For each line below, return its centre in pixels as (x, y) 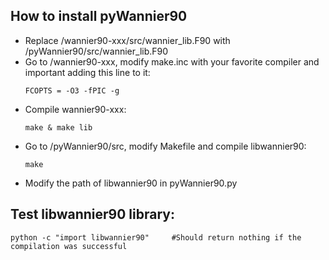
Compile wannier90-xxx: (75, 109)
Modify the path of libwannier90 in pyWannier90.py (131, 183)
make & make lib (58, 127)
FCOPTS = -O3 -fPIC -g (72, 90)
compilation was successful (69, 246)
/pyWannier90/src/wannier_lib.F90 (96, 51)
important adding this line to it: (87, 72)
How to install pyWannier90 (99, 16)
